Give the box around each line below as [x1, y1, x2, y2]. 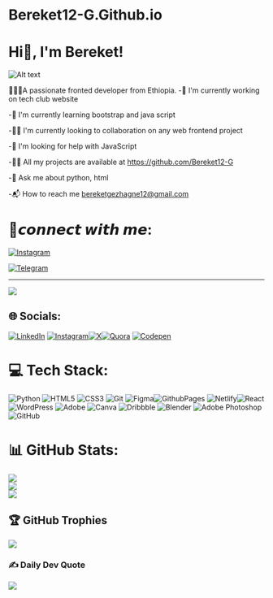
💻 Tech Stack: [8, 362, 109, 379]
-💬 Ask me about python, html [8, 173, 109, 183]
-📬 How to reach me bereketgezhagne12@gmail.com [8, 189, 189, 199]
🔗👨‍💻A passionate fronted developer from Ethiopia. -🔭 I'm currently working [8, 85, 260, 95]
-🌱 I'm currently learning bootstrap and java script [8, 110, 176, 119]
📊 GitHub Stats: [8, 441, 119, 459]
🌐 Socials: [8, 310, 62, 323]
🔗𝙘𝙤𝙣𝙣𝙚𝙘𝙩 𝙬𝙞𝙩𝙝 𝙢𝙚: [8, 221, 153, 239]
